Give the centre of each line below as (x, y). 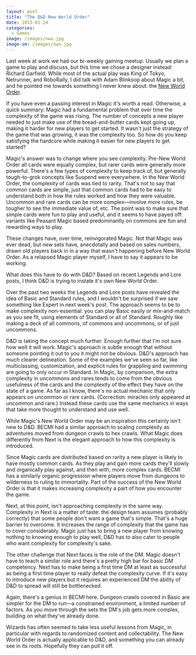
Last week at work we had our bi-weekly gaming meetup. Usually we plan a (97, 61)
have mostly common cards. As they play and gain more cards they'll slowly (97, 463)
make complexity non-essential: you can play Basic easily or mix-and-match (98, 311)
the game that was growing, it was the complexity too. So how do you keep (97, 134)
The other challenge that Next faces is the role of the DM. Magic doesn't (93, 554)
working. (17, 263)
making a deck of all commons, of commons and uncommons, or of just (93, 323)
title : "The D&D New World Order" (48, 17)
